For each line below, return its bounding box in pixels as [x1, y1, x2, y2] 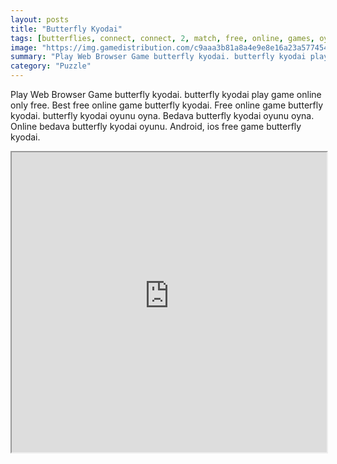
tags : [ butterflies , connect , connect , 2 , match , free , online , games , [10, 33, 316, 43]
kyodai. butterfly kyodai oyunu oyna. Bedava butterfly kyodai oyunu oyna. [10, 110, 315, 121]
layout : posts [10, 14, 70, 25]
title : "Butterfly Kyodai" [10, 24, 123, 34]
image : [10, 42, 38, 53]
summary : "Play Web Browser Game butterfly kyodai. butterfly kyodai [10, 52, 307, 62]
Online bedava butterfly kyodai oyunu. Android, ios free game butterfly [10, 121, 302, 132]
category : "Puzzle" [10, 61, 92, 71]
